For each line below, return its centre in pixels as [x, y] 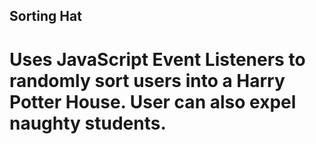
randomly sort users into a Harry [147, 80]
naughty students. [88, 123]
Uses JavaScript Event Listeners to [157, 59]
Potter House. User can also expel [153, 101]
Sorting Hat [45, 16]
